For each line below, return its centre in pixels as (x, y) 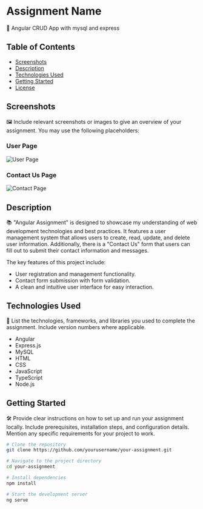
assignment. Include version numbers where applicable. (76, 327)
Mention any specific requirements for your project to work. (81, 433)
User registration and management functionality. (75, 274)
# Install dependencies (36, 478)
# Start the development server (47, 494)
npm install (21, 483)
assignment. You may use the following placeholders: (73, 130)
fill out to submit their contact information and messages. (78, 250)
